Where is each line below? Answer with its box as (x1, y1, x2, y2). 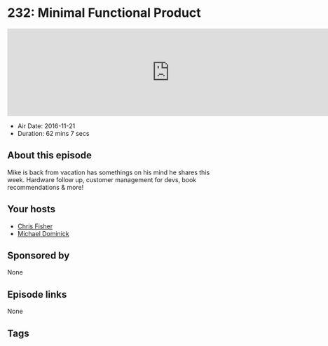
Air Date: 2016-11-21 (17, 121, 76, 130)
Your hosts (7, 203, 56, 215)
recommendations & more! (7, 183, 84, 191)
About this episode (7, 149, 93, 162)
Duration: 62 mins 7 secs (17, 129, 90, 137)
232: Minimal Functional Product (7, 5, 201, 21)
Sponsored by (7, 249, 70, 261)
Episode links (7, 289, 67, 300)
